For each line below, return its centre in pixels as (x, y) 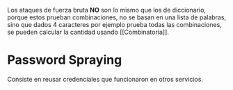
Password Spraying (65, 60)
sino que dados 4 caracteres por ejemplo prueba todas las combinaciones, (115, 25)
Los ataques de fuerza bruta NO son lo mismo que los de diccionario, (107, 10)
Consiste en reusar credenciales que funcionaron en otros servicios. (105, 79)
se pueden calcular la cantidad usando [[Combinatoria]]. (88, 32)
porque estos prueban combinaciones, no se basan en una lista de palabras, (117, 17)
